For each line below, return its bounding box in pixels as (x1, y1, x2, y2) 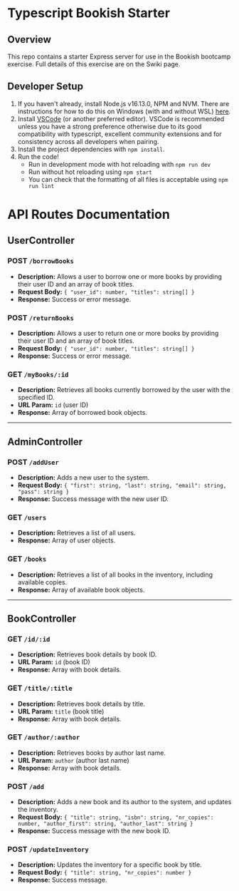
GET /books (7, 554, 47, 564)
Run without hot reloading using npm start (28, 168, 153, 176)
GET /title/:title (7, 683, 73, 693)
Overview (7, 34, 52, 46)
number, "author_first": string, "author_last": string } (17, 820, 193, 828)
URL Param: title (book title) (17, 707, 105, 716)
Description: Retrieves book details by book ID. (17, 650, 157, 659)
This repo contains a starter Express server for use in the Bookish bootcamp (7, 52, 231, 61)
